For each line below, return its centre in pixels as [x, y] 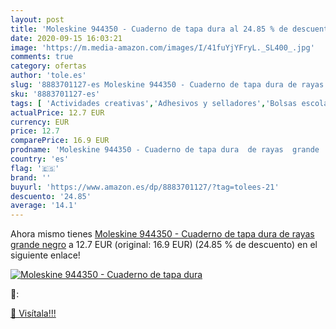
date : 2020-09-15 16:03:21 [66, 38]
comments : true [42, 57]
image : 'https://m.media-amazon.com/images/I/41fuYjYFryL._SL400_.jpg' [162, 47]
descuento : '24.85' [51, 196]
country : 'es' [40, 159]
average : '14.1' [44, 206]
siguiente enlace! [45, 255]
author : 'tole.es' [48, 76]
